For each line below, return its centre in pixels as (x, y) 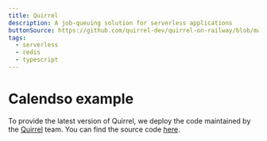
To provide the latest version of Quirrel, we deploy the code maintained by (130, 120)
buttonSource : (32, 30)
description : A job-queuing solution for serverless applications (120, 23)
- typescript (37, 60)
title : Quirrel (33, 15)
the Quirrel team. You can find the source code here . (94, 129)
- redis (28, 52)
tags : (17, 38)
